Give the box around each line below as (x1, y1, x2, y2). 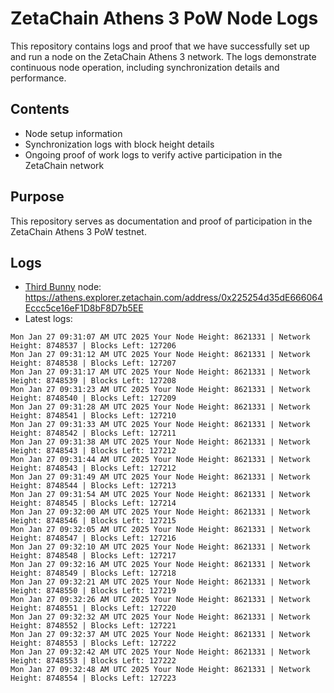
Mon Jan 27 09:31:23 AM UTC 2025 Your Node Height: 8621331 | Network (10, 385, 311, 395)
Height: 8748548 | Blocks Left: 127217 (10, 551, 177, 561)
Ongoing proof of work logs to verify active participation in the (24, 148, 283, 161)
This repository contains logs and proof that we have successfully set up (10, 40, 310, 52)
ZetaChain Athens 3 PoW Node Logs (10, 7, 319, 30)
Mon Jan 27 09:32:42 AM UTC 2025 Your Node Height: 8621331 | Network (10, 647, 311, 657)
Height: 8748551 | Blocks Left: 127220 (10, 603, 177, 614)
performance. (10, 72, 67, 84)
